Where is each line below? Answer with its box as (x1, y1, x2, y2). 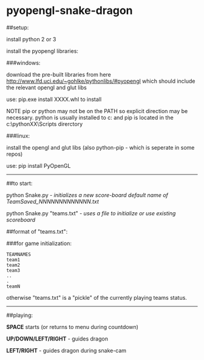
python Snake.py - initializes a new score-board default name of (6, 191, 169, 198)
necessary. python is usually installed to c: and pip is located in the (6, 114, 174, 121)
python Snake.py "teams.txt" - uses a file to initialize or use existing (6, 209, 176, 216)
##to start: (6, 179, 33, 187)
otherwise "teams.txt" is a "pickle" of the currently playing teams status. (6, 294, 187, 301)
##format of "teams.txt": (6, 227, 68, 235)
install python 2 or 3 (6, 35, 56, 43)
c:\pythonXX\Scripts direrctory (6, 120, 83, 128)
